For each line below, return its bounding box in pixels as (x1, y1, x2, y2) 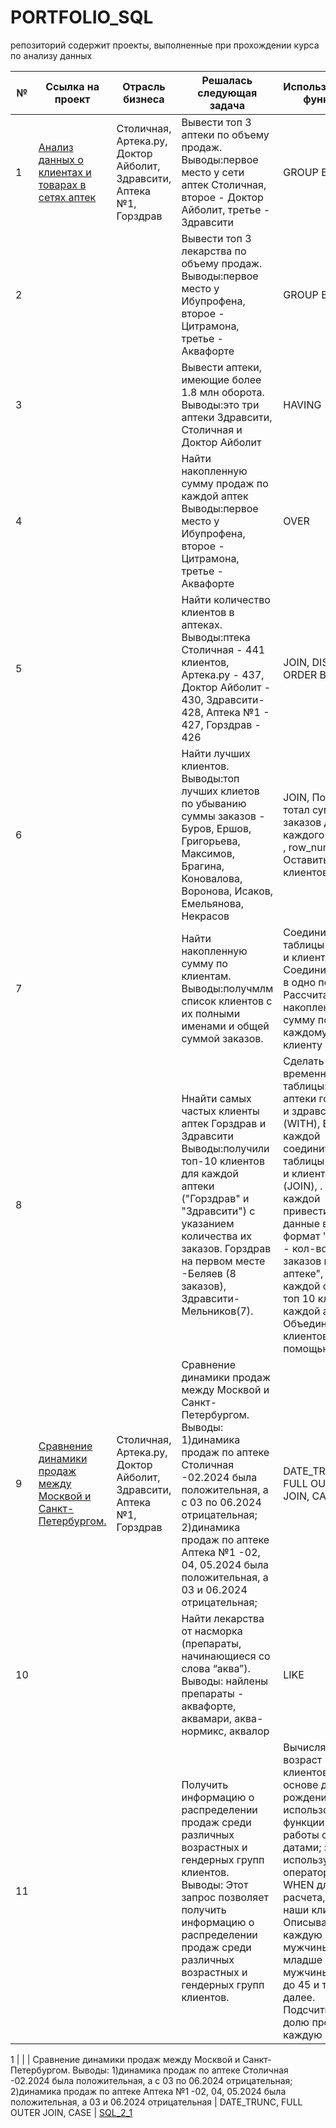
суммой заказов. (181, 1031, 264, 1045)
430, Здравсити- (181, 692, 265, 706)
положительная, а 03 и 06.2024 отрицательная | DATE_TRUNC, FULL (10, 2096, 303, 2108)
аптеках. (181, 617, 223, 631)
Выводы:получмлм (181, 981, 274, 995)
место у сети (181, 165, 245, 179)
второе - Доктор (181, 190, 264, 204)
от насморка (181, 1624, 243, 1638)
